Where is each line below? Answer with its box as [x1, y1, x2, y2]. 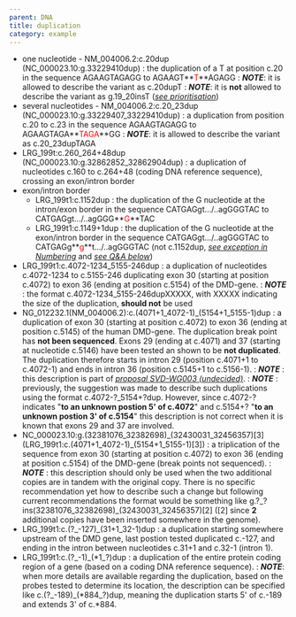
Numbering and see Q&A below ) [34, 251, 153, 262]
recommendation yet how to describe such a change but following [21, 486, 263, 497]
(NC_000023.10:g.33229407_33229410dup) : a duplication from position [21, 110, 285, 120]
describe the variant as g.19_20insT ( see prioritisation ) [21, 91, 219, 102]
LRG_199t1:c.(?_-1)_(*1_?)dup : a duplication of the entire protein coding [21, 552, 281, 563]
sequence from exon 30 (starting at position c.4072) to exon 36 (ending [21, 449, 284, 459]
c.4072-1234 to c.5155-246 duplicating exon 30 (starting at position [21, 270, 269, 281]
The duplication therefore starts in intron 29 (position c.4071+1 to [21, 355, 259, 366]
